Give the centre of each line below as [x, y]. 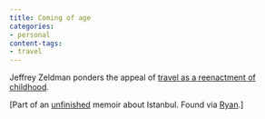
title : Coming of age [50, 18]
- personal [30, 35]
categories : [32, 26]
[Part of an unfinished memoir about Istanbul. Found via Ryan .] [127, 104]
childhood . [29, 87]
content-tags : [36, 43]
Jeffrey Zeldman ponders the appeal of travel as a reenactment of [132, 77]
